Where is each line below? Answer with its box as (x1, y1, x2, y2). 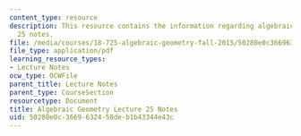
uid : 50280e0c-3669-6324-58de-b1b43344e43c (9, 113, 175, 122)
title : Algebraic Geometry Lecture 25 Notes (9, 105, 178, 114)
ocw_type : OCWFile (9, 72, 78, 81)
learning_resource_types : (9, 55, 106, 64)
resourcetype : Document (9, 96, 99, 106)
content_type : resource (9, 13, 99, 22)
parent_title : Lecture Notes (9, 80, 118, 89)
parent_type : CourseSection (9, 88, 115, 97)
